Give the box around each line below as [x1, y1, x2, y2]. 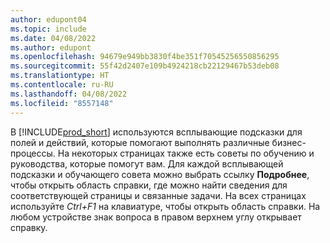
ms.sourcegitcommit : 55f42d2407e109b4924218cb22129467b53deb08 [10, 61, 280, 71]
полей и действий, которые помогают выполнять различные [10, 136, 270, 148]
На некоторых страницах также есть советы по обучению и [57, 147, 315, 159]
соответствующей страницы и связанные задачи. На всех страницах [10, 189, 307, 201]
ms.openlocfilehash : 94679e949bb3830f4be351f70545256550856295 [10, 52, 280, 62]
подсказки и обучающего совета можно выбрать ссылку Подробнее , [10, 168, 310, 180]
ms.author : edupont [10, 42, 92, 53]
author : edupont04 [10, 14, 87, 25]
